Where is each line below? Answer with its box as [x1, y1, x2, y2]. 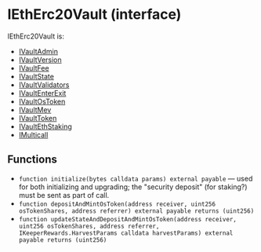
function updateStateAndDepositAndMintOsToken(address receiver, [18, 215, 237, 223]
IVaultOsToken [18, 97, 66, 106]
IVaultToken [18, 113, 57, 122]
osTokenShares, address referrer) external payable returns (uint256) [18, 206, 255, 215]
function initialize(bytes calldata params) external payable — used [18, 173, 253, 183]
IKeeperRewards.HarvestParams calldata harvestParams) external [18, 229, 234, 237]
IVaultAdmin [18, 46, 58, 56]
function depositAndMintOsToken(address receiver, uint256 [18, 200, 216, 208]
